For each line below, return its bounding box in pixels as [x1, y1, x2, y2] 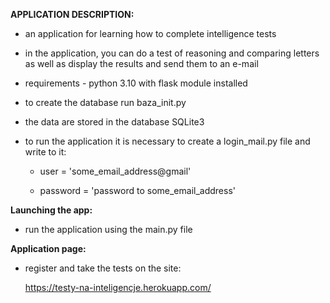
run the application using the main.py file [24, 224, 193, 235]
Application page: [10, 243, 87, 254]
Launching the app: [10, 204, 93, 216]
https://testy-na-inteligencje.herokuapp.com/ [24, 282, 212, 293]
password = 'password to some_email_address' [39, 185, 236, 196]
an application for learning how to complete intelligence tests [24, 28, 277, 39]
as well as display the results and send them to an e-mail [24, 58, 259, 69]
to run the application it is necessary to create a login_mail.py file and [24, 135, 311, 147]
